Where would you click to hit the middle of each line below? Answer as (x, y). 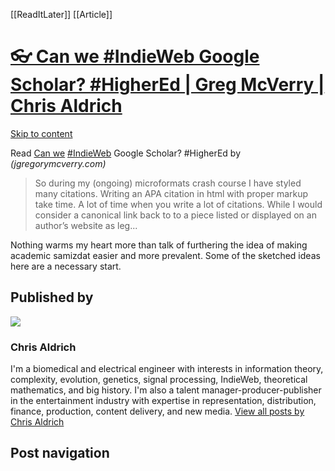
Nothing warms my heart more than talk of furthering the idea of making (159, 245)
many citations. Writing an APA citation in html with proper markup (171, 193)
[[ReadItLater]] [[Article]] (61, 14)
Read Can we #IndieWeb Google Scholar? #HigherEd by (126, 153)
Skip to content (41, 133)
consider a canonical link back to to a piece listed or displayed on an (175, 215)
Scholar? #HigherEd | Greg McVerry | (167, 85)
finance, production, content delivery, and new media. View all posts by (157, 411)
